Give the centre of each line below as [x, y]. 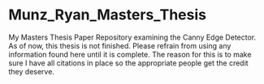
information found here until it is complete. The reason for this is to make [130, 54]
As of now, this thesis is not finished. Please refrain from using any [120, 45]
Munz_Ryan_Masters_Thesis [108, 15]
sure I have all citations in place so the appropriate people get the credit [129, 63]
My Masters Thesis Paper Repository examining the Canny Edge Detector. [132, 37]
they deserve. [32, 71]
